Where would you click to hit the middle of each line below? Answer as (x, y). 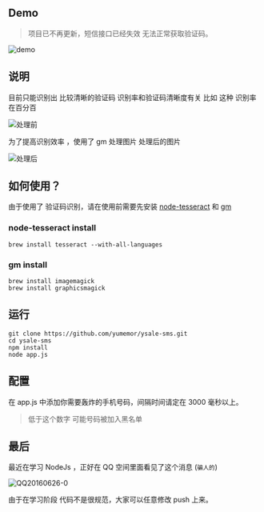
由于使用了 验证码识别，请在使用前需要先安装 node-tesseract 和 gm (120, 206)
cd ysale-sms (30, 340)
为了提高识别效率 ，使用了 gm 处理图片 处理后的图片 (95, 141)
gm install (28, 265)
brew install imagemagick (51, 282)
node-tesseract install (52, 228)
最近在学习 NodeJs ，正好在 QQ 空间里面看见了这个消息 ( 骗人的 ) (113, 467)
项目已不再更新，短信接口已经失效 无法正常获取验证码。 (120, 33)
